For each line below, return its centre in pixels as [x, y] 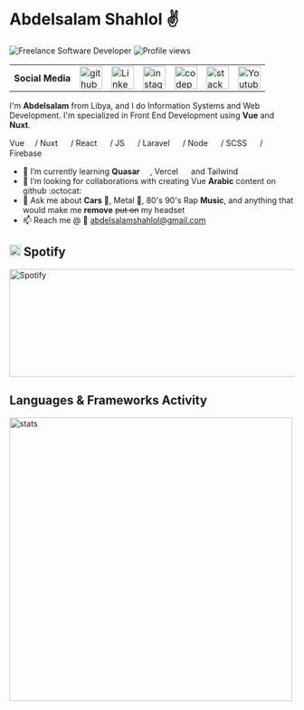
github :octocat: [52, 190]
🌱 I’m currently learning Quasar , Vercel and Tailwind [130, 171]
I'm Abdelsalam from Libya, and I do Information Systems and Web [135, 105]
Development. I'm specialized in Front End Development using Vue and [142, 115]
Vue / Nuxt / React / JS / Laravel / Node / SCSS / [136, 142]
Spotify [44, 252]
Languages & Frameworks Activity [109, 400]
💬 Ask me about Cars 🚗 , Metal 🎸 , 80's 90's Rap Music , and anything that [158, 200]
